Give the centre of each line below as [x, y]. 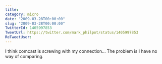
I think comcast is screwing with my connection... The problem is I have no [81, 51]
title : [12, 10]
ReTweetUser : [19, 37]
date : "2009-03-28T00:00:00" [35, 19]
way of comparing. [24, 56]
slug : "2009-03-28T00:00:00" [35, 23]
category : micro [22, 14]
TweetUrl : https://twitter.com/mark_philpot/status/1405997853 [72, 32]
